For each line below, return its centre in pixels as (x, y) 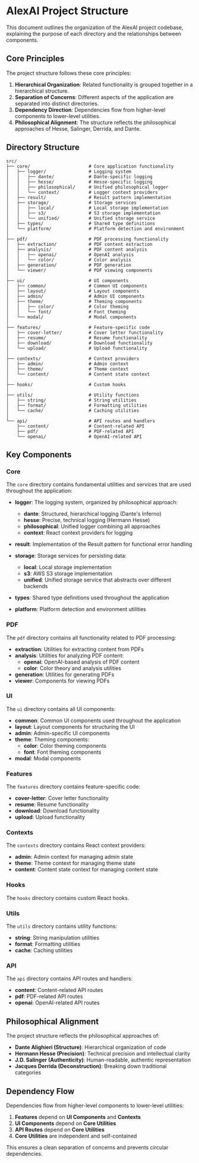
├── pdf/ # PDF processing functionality (87, 239)
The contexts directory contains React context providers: (76, 845)
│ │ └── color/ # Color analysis (69, 260)
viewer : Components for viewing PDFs (62, 681)
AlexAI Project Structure (67, 11)
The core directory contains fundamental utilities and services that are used (99, 485)
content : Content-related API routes (59, 990)
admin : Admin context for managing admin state (74, 857)
